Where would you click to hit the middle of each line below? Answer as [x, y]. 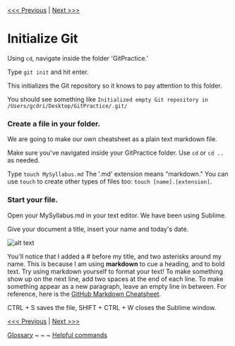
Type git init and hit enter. [48, 72]
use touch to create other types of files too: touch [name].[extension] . [110, 181]
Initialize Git [43, 39]
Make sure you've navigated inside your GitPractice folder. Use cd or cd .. [116, 153]
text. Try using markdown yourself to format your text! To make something [115, 271]
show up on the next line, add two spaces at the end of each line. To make [115, 279]
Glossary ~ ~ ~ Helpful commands [58, 335]
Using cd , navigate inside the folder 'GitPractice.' [78, 58]
